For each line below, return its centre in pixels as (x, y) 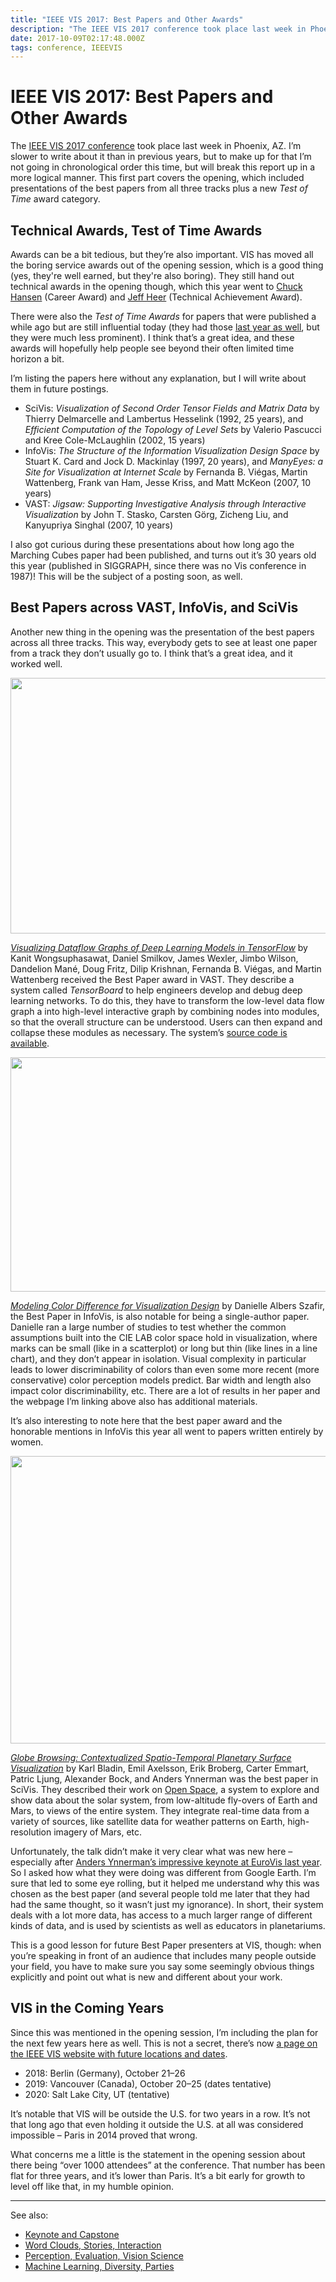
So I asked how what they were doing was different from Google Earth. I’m (163, 1872)
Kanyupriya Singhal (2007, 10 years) (99, 525)
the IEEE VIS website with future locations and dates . (119, 2053)
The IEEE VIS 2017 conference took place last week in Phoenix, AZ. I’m (156, 146)
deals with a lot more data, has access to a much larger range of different (161, 1915)
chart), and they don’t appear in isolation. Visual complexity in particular (158, 1358)
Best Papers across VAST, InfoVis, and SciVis (154, 607)
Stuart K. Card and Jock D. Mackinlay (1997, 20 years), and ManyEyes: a (174, 461)
